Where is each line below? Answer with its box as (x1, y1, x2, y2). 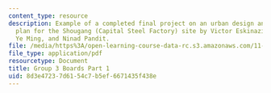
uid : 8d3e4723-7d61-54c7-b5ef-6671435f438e (8, 72, 157, 80)
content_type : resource (8, 11, 89, 20)
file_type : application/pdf (8, 49, 103, 57)
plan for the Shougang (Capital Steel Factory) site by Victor (15, 27, 232, 35)
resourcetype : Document (8, 57, 89, 66)
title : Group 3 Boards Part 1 (8, 65, 110, 73)
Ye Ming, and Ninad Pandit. (15, 34, 110, 43)
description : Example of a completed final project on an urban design (8, 19, 254, 27)
